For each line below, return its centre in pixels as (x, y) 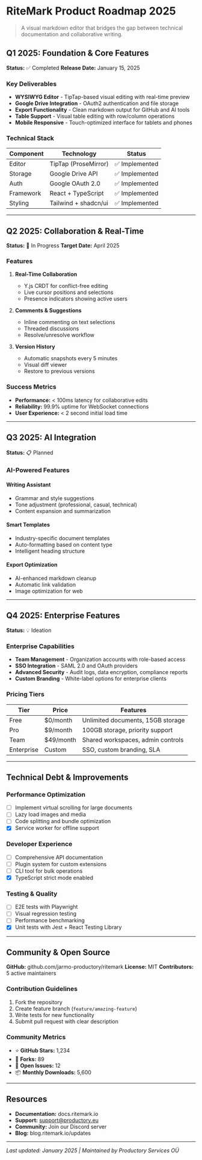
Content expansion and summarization (63, 511)
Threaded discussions (51, 329)
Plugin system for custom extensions (61, 864)
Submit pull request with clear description (67, 1021)
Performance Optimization (46, 794)
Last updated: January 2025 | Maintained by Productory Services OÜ (93, 1150)
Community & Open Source (58, 952)
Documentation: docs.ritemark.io (57, 1114)
